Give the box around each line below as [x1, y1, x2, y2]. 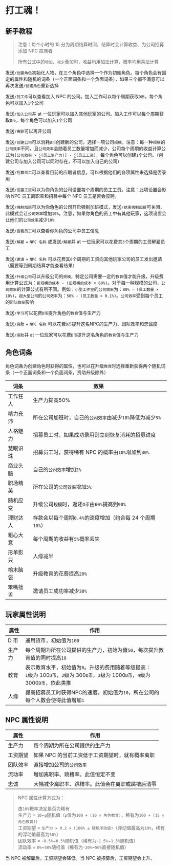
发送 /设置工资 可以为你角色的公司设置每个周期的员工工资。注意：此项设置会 [5, 187, 162, 193]
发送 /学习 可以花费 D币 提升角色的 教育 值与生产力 [5, 310, 101, 316]
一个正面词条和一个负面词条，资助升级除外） [14, 369, 109, 375]
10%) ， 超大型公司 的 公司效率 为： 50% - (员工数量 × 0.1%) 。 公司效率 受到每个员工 [5, 292, 163, 299]
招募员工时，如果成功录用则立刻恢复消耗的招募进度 [33, 431, 156, 438]
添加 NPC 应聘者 [17, 48, 53, 54]
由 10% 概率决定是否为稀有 [17, 805, 70, 812]
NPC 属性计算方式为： [17, 795, 65, 801]
